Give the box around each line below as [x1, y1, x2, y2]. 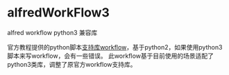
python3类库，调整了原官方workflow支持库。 [7, 60, 137, 68]
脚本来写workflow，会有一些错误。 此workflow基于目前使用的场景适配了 [7, 52, 214, 60]
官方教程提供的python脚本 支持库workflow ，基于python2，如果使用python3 [7, 43, 223, 51]
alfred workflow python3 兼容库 [7, 28, 98, 36]
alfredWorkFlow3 [7, 5, 110, 21]
